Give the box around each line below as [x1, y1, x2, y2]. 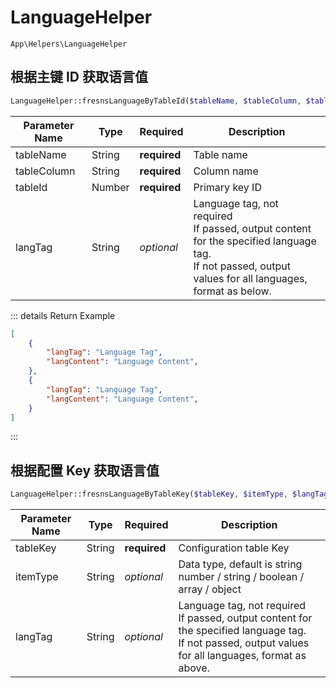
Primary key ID [193, 180, 262, 194]
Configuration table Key [178, 541, 290, 555]
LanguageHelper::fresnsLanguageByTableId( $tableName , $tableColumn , [10, 96, 302, 106]
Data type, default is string [178, 557, 303, 571]
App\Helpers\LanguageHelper [10, 39, 128, 49]
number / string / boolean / [178, 570, 305, 584]
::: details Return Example [10, 309, 116, 321]
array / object [178, 582, 242, 596]
